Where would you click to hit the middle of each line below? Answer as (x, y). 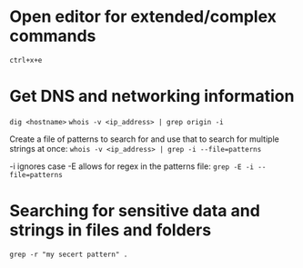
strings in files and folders (111, 230)
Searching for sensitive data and (135, 211)
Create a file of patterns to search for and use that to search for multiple (144, 139)
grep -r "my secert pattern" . (69, 254)
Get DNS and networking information (152, 96)
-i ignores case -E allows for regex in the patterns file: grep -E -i (132, 166)
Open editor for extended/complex (143, 17)
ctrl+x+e (26, 60)
